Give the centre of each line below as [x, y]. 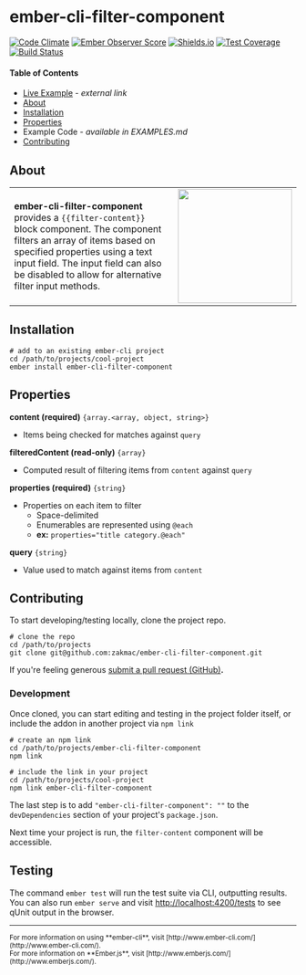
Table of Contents [44, 73]
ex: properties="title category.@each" [111, 534]
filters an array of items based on [85, 240]
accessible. [31, 842]
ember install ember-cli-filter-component [91, 367]
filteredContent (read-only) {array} [78, 452]
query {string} [39, 552]
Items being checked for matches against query [112, 435]
